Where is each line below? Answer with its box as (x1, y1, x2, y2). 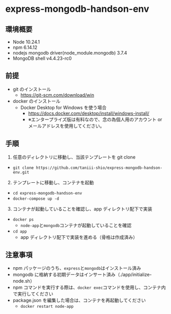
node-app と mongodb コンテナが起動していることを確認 (20, 222, 132, 228)
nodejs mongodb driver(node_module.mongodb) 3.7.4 (12, 50, 127, 56)
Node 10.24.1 (12, 39, 40, 45)
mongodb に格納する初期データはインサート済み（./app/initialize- (12, 271, 152, 278)
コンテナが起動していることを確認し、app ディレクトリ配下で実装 (12, 205, 153, 212)
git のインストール (12, 86, 51, 92)
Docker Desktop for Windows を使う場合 (20, 104, 107, 111)
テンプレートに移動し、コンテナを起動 (12, 179, 94, 185)
